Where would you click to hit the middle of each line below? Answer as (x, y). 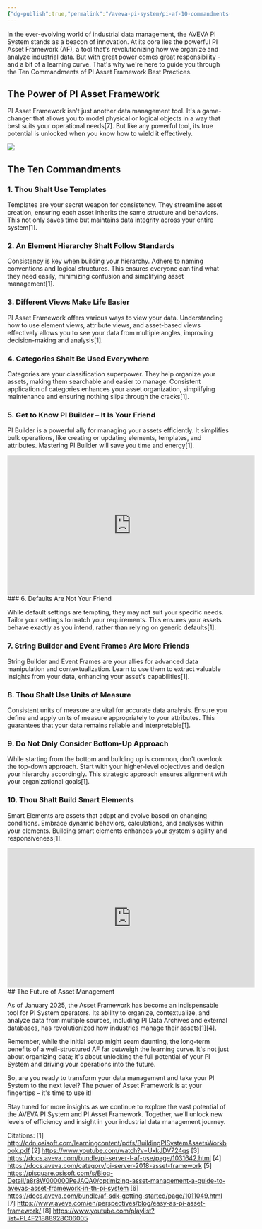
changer (19, 118)
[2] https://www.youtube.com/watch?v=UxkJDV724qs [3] (115, 1150)
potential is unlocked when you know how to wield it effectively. (100, 134)
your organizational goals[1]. (49, 782)
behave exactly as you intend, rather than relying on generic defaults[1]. (112, 627)
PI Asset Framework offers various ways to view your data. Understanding (115, 318)
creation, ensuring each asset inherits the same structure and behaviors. (113, 213)
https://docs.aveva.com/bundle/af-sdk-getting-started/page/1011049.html (115, 1196)
